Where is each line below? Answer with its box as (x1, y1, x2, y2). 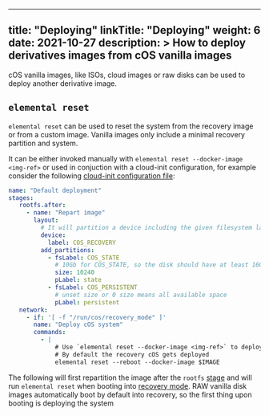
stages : (8, 194, 34, 202)
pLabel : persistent (54, 298, 120, 306)
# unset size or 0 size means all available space (54, 291, 227, 299)
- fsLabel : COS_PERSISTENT (47, 283, 138, 292)
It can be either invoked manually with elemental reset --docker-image (8, 153, 243, 163)
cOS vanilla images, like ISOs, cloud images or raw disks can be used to (8, 70, 246, 80)
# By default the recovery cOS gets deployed (54, 350, 210, 358)
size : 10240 (54, 268, 94, 277)
